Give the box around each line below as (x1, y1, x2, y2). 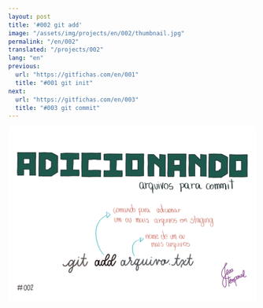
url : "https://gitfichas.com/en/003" (15, 95, 139, 104)
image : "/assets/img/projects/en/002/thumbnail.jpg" (8, 29, 185, 37)
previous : (8, 63, 41, 71)
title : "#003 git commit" (15, 104, 101, 112)
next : (8, 87, 26, 95)
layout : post (8, 13, 51, 20)
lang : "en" (8, 54, 44, 62)
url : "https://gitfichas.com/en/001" (15, 71, 139, 79)
